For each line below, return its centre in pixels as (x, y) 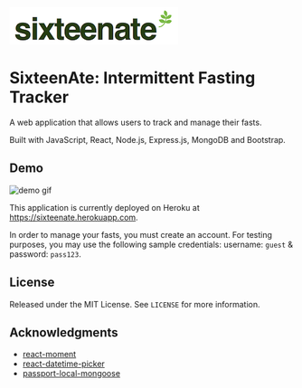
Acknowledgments (64, 332)
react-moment (49, 355)
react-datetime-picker (64, 364)
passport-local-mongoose (71, 374)
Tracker (39, 97)
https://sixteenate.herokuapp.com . (74, 217)
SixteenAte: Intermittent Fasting (132, 78)
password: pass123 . (45, 254)
